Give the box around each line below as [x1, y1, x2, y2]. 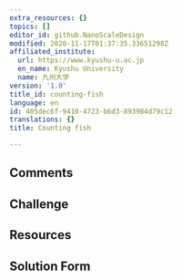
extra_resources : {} [9, 13, 88, 23]
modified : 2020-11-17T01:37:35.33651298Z [9, 38, 169, 48]
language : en [9, 98, 59, 108]
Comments [9, 165, 74, 181]
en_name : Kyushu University [17, 65, 125, 74]
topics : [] [9, 22, 51, 31]
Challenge [9, 196, 69, 212]
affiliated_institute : [9, 47, 96, 57]
